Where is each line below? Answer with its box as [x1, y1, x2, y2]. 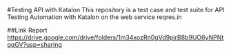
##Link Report [7, 26, 48, 34]
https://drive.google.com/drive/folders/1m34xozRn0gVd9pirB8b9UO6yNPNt [7, 33, 224, 41]
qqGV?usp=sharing [7, 41, 62, 48]
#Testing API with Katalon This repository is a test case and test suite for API [7, 6, 225, 14]
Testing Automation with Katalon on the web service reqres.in [7, 13, 183, 21]
